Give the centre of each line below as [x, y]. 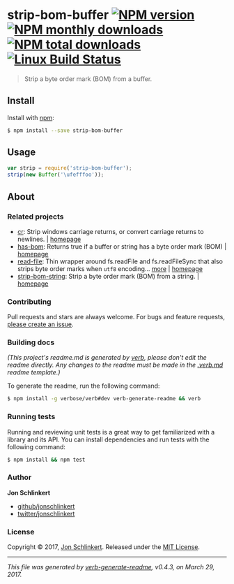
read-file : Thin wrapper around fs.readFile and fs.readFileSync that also [120, 261]
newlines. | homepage [49, 239]
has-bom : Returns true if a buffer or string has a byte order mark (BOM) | [122, 246]
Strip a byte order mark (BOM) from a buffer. [88, 79]
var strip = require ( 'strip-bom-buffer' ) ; [70, 168]
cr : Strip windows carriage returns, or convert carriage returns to [110, 231]
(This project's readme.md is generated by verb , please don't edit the [107, 358]
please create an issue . [41, 324]
